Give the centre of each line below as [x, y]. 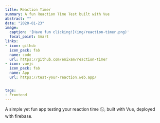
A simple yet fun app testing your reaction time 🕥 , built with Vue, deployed [80, 109]
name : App [19, 73]
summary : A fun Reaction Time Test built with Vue [57, 14]
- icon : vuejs [19, 64]
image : [12, 28]
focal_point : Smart [29, 37]
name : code [20, 55]
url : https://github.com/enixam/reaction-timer [59, 59]
